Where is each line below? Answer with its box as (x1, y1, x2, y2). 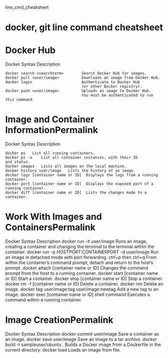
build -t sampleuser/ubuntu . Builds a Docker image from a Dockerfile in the (5, 341, 161, 347)
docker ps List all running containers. (5, 151, 95, 156)
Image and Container (5, 114, 94, 125)
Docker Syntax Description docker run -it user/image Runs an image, (5, 238, 147, 244)
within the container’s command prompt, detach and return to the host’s (5, 260, 153, 265)
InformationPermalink (5, 125, 98, 136)
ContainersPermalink (5, 222, 96, 233)
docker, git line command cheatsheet (5, 22, 163, 33)
